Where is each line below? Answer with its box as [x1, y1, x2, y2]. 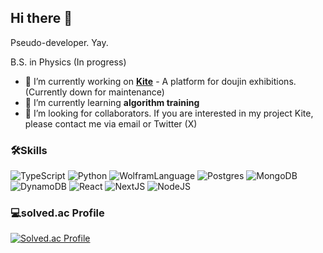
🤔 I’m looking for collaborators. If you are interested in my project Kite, [24, 107, 314, 119]
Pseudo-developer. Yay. [10, 36, 109, 48]
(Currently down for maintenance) [24, 86, 165, 98]
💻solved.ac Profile [10, 206, 105, 220]
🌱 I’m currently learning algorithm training [24, 96, 200, 108]
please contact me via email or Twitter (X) [24, 117, 198, 130]
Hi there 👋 [10, 10, 73, 27]
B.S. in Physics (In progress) [10, 56, 127, 68]
